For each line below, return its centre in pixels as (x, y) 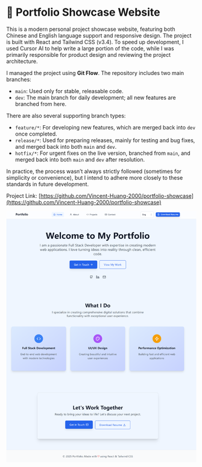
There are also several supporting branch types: (66, 116)
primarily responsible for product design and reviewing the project (88, 54)
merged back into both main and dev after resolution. (80, 159)
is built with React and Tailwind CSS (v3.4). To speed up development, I (95, 42)
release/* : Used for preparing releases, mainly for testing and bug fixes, (105, 140)
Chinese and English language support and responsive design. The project (99, 35)
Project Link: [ (24, 195)
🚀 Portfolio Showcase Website (83, 12)
